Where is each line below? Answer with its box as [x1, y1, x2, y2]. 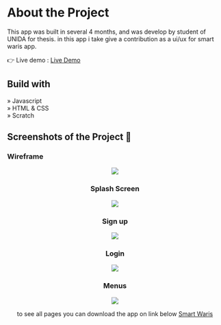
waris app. [7, 42, 37, 50]
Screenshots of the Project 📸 [7, 131, 132, 143]
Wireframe [7, 152, 44, 161]
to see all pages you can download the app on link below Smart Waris [16, 309, 213, 317]
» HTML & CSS [7, 104, 49, 112]
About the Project [7, 5, 109, 21]
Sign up [101, 216, 129, 226]
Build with [7, 78, 51, 90]
